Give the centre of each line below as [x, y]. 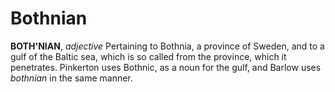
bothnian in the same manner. [71, 78]
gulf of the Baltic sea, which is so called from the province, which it [148, 56]
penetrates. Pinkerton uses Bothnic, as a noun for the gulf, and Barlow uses [166, 67]
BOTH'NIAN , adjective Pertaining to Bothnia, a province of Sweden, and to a [167, 46]
